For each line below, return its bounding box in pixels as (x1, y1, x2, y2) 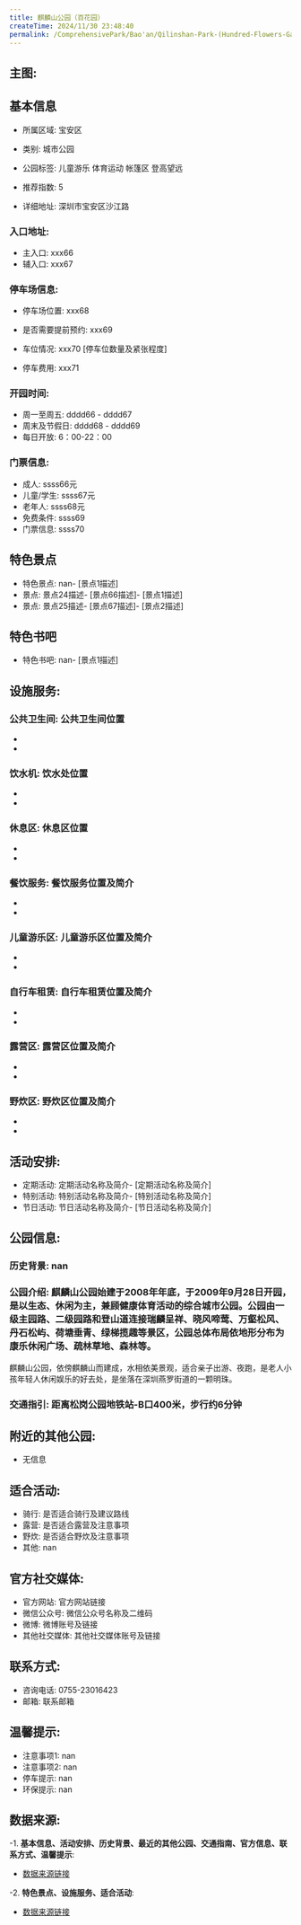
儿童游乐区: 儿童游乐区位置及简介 (9, 931, 152, 943)
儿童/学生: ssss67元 (21, 490, 96, 500)
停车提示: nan (21, 1772, 73, 1783)
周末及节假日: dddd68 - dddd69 (21, 420, 141, 431)
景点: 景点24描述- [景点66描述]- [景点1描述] (21, 589, 184, 600)
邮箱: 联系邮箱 (21, 1695, 74, 1707)
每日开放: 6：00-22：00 (21, 432, 112, 443)
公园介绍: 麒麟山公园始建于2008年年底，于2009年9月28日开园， (9, 1286, 292, 1299)
